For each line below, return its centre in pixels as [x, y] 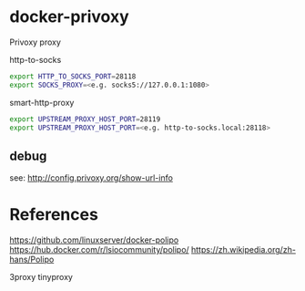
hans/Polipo [32, 260]
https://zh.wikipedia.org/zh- [243, 250]
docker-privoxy [69, 17]
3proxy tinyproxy [41, 277]
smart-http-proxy [42, 102]
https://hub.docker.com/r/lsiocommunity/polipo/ [99, 250]
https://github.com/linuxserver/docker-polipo [94, 240]
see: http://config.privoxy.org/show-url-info [91, 178]
